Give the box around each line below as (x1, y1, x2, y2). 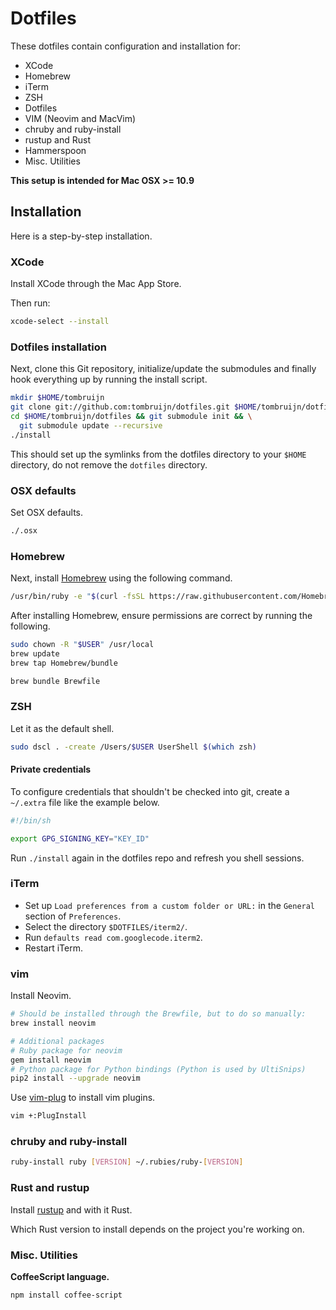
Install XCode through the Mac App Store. (10, 278, 182, 290)
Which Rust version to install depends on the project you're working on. (10, 1223, 305, 1235)
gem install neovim (10, 1055, 92, 1065)
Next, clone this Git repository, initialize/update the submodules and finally (10, 363, 317, 375)
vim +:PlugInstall (10, 1111, 87, 1121)
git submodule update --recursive (19, 420, 163, 431)
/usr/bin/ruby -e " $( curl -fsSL (10, 592, 145, 602)
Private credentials (10, 763, 92, 776)
